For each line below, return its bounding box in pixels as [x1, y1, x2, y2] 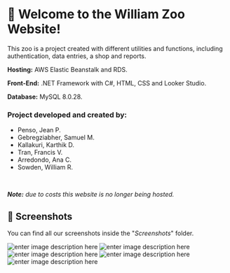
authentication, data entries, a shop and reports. [7, 52, 147, 60]
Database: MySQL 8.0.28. [7, 92, 83, 101]
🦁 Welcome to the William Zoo [7, 6, 186, 22]
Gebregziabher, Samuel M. [17, 133, 95, 142]
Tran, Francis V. [17, 148, 63, 157]
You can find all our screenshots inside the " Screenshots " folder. [7, 229, 194, 237]
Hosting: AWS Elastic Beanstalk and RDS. [7, 65, 128, 73]
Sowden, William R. [17, 163, 74, 171]
